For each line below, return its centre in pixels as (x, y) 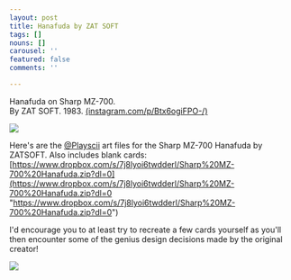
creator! (24, 248)
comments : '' (34, 68)
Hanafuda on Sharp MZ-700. (63, 101)
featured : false (40, 59)
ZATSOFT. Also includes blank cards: (78, 155)
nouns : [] (28, 43)
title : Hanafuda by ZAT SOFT (64, 26)
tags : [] (26, 34)
